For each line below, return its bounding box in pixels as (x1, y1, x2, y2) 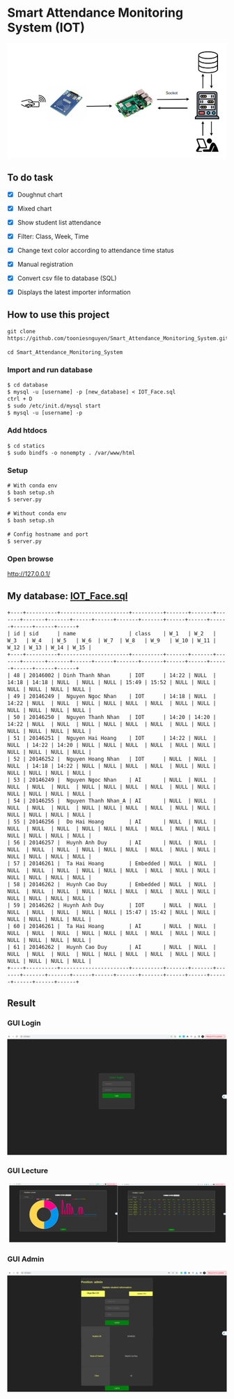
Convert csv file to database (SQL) (17, 274, 117, 283)
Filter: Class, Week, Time (17, 232, 89, 240)
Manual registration (17, 260, 73, 268)
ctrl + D (7, 396, 33, 403)
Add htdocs (7, 426, 47, 435)
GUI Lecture (7, 1166, 49, 1175)
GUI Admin (7, 1254, 45, 1264)
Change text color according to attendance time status (17, 246, 174, 254)
